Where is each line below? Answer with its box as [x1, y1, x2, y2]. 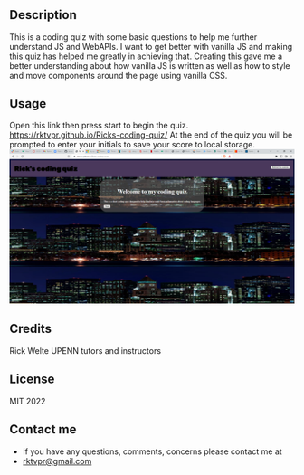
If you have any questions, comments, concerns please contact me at [22, 446, 282, 457]
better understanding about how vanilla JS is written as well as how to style [9, 60, 291, 71]
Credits [9, 321, 52, 337]
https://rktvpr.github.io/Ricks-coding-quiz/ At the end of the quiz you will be [9, 129, 293, 140]
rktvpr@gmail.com [22, 455, 92, 466]
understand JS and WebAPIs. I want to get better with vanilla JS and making [9, 41, 292, 52]
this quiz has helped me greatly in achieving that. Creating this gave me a [9, 51, 283, 62]
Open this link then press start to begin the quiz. [9, 120, 189, 131]
